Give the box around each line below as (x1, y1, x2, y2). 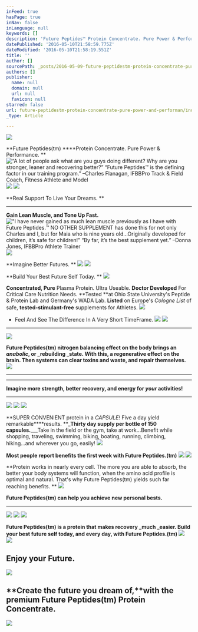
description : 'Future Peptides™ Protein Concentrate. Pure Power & (6, 36, 176, 42)
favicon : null (11, 96, 46, 102)
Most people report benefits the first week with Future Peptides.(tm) (6, 452, 177, 459)
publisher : (6, 74, 33, 80)
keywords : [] (6, 31, 38, 37)
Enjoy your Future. (6, 553, 75, 563)
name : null (11, 80, 38, 86)
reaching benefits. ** (6, 483, 57, 490)
